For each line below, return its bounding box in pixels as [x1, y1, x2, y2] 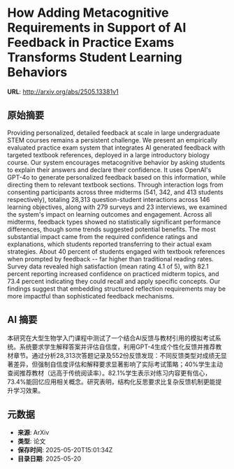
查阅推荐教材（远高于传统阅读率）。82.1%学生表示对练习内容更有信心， [7, 368, 212, 377]
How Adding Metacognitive [7, 5, 169, 21]
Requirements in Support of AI [7, 20, 187, 36]
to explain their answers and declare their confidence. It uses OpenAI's [7, 166, 212, 174]
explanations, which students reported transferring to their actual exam [7, 240, 212, 248]
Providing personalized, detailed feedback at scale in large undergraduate [7, 128, 220, 137]
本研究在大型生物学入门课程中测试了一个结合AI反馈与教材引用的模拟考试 [7, 333, 215, 342]
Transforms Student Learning [7, 50, 183, 66]
